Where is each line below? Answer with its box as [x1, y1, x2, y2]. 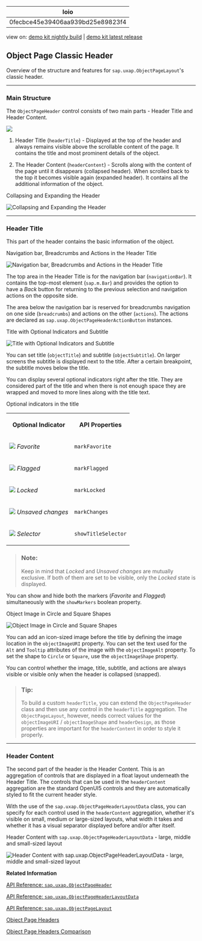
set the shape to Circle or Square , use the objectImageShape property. [6, 652, 179, 659]
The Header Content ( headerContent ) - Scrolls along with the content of [14, 161, 192, 168]
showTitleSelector [74, 531, 127, 537]
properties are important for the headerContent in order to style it [20, 725, 181, 732]
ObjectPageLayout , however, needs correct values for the [20, 712, 162, 719]
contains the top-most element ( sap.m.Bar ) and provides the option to [6, 279, 179, 286]
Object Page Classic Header [6, 51, 113, 61]
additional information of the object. [14, 180, 104, 188]
